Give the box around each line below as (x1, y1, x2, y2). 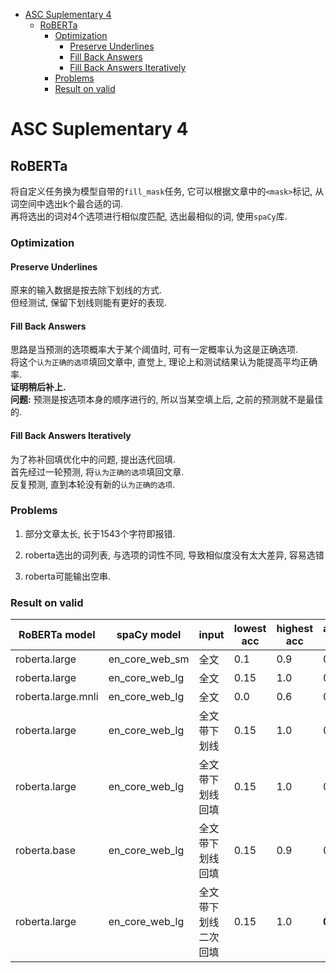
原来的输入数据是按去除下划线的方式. (10, 284, 163, 296)
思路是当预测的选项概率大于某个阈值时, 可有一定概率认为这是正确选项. (10, 344, 299, 356)
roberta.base (15, 844, 77, 858)
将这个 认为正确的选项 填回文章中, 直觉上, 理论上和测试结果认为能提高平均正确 (10, 356, 318, 368)
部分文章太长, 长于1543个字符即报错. (24, 527, 176, 539)
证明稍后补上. (10, 381, 67, 393)
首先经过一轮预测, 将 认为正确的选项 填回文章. (10, 465, 185, 478)
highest (276, 622, 314, 636)
